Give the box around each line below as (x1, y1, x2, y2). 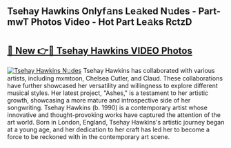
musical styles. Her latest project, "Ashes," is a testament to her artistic (7, 89, 209, 97)
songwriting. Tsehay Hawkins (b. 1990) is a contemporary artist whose (7, 103, 208, 112)
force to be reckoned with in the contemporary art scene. (7, 133, 170, 140)
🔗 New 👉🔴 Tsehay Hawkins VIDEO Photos (7, 45, 193, 56)
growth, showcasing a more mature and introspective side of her (7, 96, 191, 104)
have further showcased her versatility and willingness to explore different (7, 82, 219, 89)
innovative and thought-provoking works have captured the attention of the (7, 111, 221, 119)
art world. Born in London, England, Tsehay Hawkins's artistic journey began (7, 118, 225, 126)
